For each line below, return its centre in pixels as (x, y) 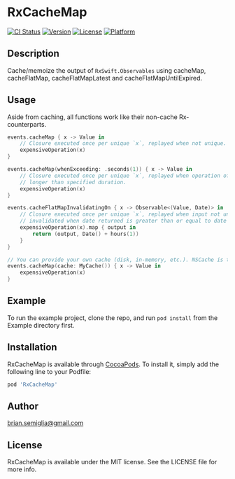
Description (33, 54)
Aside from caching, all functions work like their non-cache (93, 117)
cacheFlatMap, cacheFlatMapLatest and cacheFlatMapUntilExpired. (105, 78)
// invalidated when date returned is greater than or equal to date (123, 221)
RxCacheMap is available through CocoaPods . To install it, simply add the (113, 364)
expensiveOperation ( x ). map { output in (78, 228)
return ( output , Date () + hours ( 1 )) (86, 234)
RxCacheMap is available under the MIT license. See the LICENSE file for (112, 462)
